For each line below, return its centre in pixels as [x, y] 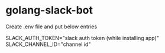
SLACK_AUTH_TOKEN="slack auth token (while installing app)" [82, 38]
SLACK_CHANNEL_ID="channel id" [48, 44]
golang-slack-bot [49, 10]
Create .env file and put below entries [51, 26]
